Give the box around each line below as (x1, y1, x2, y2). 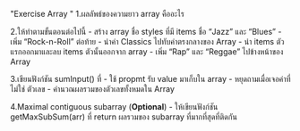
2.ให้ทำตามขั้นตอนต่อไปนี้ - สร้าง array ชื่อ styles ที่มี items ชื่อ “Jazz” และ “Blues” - (10, 27, 282, 37)
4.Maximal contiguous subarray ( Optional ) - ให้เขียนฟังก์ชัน (10, 102, 219, 111)
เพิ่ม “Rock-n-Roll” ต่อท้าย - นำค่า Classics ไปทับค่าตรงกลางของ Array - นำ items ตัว (10, 37, 285, 46)
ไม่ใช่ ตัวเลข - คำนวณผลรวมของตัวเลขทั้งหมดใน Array (10, 84, 176, 94)
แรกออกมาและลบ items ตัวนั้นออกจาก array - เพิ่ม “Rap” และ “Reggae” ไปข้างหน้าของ (10, 46, 284, 57)
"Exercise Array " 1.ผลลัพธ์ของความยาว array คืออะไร (10, 9, 184, 19)
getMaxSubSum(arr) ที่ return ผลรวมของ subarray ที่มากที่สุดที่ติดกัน (10, 111, 238, 122)
